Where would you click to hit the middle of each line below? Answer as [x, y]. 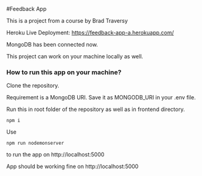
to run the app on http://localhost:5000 [55, 155]
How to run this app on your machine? [64, 72]
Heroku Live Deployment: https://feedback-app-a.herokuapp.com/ [90, 33]
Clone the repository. [33, 86]
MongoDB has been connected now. [52, 44]
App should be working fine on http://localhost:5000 [73, 166]
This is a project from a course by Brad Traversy [67, 21]
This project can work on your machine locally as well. [75, 56]
